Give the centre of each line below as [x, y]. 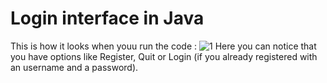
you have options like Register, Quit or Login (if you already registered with [164, 56]
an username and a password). [74, 67]
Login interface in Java [107, 18]
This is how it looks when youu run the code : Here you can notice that [163, 46]
